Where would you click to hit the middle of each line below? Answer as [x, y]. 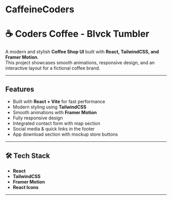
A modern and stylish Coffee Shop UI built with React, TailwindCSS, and [82, 52]
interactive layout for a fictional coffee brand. [53, 68]
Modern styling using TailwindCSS [49, 107]
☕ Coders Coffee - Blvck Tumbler [77, 34]
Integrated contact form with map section [57, 123]
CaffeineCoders [40, 10]
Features [20, 89]
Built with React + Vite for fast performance [59, 101]
